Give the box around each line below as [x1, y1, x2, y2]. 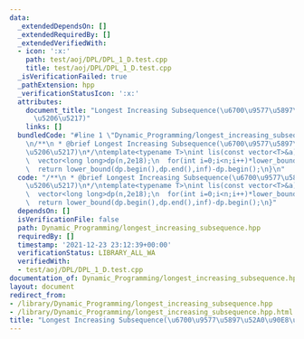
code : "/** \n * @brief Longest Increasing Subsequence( [17, 173, 233, 182]
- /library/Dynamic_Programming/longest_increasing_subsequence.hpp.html [9, 307, 294, 316]
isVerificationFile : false [17, 214, 119, 224]
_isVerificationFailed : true [17, 72, 128, 81]
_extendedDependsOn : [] [17, 22, 107, 31]
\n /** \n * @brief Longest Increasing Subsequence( [25, 139, 221, 148]
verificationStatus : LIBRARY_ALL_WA [17, 249, 156, 258]
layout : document [9, 282, 75, 291]
